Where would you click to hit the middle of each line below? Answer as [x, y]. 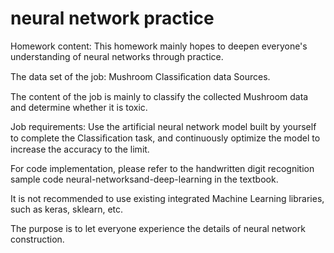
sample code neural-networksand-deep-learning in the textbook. [144, 179]
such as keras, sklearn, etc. [67, 209]
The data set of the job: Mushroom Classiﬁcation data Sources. [140, 76]
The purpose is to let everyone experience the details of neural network [158, 228]
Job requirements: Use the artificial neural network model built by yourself [163, 126]
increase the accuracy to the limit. [80, 149]
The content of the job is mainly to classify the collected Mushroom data [159, 96]
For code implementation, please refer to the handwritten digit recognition [162, 168]
